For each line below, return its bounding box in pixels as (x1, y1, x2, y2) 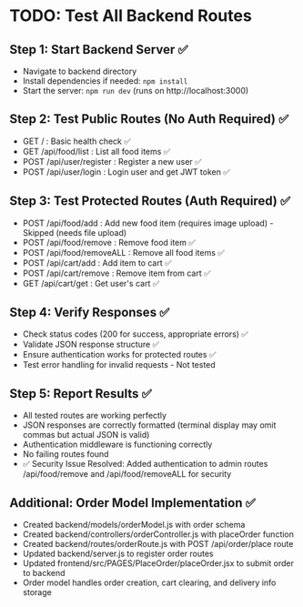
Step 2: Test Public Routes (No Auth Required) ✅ (9, 111, 289, 127)
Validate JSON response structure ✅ (22, 339, 160, 350)
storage (22, 587, 52, 598)
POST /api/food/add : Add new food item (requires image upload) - (22, 218, 274, 228)
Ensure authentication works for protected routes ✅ (22, 349, 217, 360)
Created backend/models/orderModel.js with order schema (22, 520, 246, 531)
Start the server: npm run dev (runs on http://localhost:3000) (22, 86, 249, 96)
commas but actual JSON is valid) (22, 430, 150, 440)
